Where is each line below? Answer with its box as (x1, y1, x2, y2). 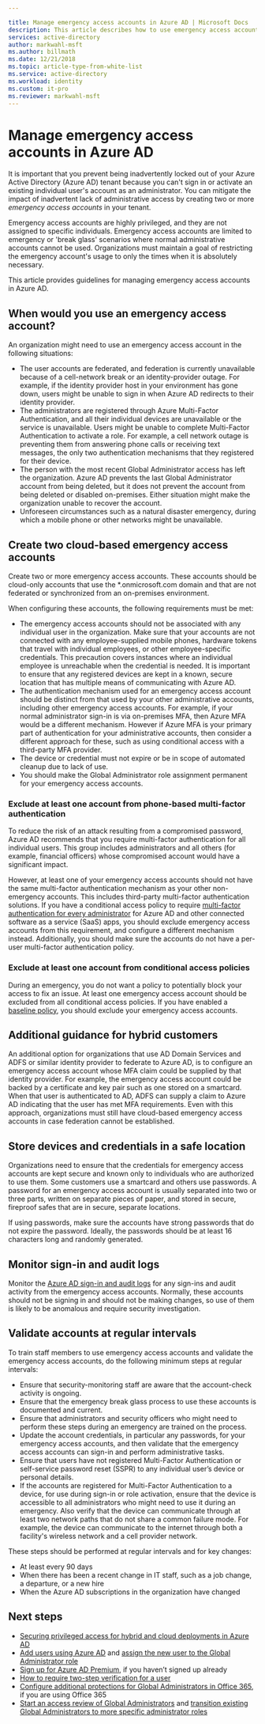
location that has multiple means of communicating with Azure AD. (19, 677, 237, 687)
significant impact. (8, 860, 69, 870)
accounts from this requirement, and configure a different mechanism (8, 926, 234, 935)
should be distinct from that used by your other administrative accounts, (19, 694, 255, 704)
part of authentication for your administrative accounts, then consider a (19, 728, 252, 737)
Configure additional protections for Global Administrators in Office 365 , (19, 1681, 254, 1691)
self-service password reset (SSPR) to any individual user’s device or (19, 1464, 244, 1473)
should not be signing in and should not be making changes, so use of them (8, 1295, 255, 1305)
